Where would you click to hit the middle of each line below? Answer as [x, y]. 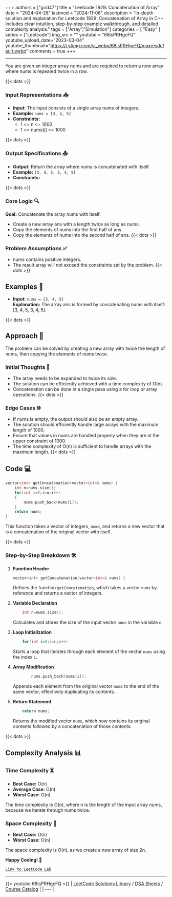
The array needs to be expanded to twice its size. [65, 378]
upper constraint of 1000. [39, 441]
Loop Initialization [32, 632]
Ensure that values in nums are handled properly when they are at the [86, 436]
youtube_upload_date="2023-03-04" [45, 40]
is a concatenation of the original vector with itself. [59, 532]
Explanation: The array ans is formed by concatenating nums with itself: [89, 304]
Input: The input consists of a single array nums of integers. [76, 108]
